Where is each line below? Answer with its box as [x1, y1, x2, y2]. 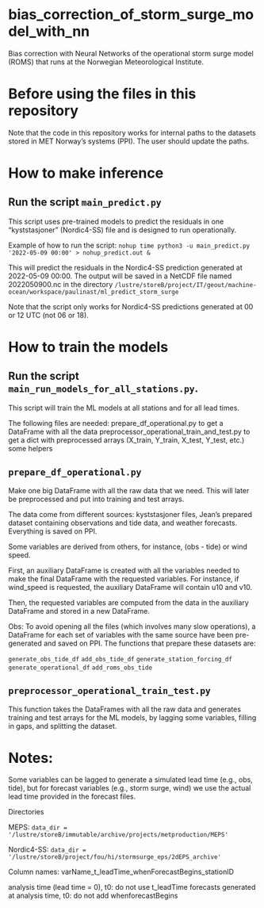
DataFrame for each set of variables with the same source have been [8, 630, 234, 639]
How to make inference [8, 164, 164, 182]
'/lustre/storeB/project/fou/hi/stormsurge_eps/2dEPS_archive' [8, 853, 222, 861]
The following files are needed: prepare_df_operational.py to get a [8, 418, 224, 427]
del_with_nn [8, 22, 90, 40]
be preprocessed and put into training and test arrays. [8, 494, 185, 504]
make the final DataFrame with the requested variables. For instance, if [8, 573, 239, 584]
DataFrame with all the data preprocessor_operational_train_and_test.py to [8, 427, 251, 436]
